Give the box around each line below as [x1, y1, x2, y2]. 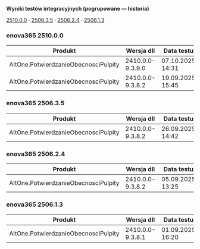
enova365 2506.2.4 [6, 150, 65, 158]
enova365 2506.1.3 [6, 200, 64, 209]
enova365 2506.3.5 [6, 99, 65, 108]
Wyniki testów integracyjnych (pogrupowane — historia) [6, 5, 149, 12]
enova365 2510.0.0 [6, 31, 64, 39]
